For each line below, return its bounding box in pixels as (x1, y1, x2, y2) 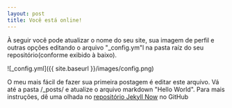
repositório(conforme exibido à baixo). (7, 50, 117, 59)
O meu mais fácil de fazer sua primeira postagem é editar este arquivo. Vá (7, 77, 219, 86)
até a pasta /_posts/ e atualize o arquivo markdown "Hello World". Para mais (7, 85, 225, 93)
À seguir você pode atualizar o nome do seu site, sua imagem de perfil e (7, 36, 215, 44)
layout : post (7, 10, 45, 17)
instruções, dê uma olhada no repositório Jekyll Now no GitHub (7, 92, 189, 101)
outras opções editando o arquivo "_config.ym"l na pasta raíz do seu (7, 43, 204, 52)
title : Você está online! (7, 17, 82, 24)
